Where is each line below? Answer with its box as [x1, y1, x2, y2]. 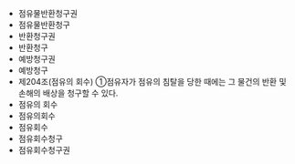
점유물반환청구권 [17, 8, 78, 18]
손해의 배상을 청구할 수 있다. [17, 87, 119, 98]
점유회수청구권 [17, 145, 70, 155]
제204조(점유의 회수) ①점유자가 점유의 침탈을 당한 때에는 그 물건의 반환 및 [17, 77, 287, 87]
